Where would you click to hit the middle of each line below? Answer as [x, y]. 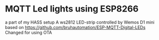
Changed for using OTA [28, 32]
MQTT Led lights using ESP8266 [72, 9]
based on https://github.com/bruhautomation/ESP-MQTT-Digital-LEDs [75, 27]
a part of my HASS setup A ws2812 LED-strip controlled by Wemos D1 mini [80, 22]
